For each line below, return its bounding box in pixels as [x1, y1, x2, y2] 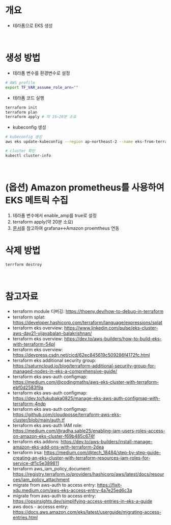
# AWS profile [5, 80, 36, 85]
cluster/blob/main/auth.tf [12, 417, 65, 423]
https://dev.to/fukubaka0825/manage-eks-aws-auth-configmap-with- [12, 396, 160, 402]
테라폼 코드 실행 [12, 95, 44, 101]
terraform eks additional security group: [12, 357, 97, 363]
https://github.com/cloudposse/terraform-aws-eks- [12, 411, 121, 418]
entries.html [12, 514, 38, 520]
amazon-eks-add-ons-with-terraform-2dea [12, 444, 104, 450]
